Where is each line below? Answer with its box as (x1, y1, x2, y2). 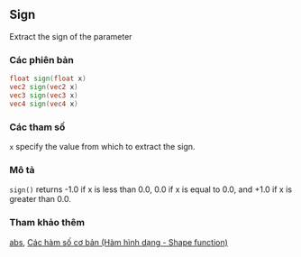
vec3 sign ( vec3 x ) (9, 90, 78, 100)
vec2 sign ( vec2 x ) (9, 82, 78, 91)
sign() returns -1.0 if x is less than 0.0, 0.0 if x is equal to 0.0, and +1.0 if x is (9, 184, 293, 195)
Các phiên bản (9, 53, 74, 66)
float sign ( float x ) (9, 74, 87, 84)
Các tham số (9, 121, 66, 133)
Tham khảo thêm (9, 216, 86, 229)
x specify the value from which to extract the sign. (9, 141, 196, 151)
